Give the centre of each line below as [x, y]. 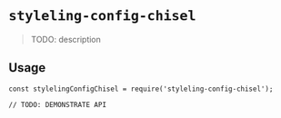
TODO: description [66, 39]
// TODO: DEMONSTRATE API [57, 104]
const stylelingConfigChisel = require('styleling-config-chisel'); [141, 89]
